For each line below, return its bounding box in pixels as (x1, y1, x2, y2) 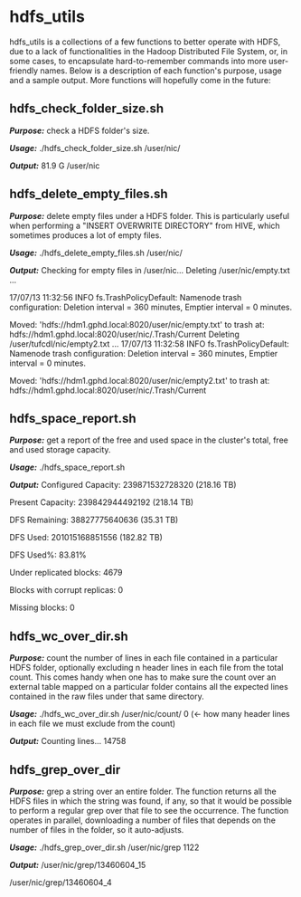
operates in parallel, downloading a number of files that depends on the (9, 815, 276, 825)
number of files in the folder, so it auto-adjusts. (9, 825, 184, 835)
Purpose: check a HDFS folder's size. (9, 125, 150, 136)
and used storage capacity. (9, 444, 111, 455)
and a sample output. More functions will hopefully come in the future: (9, 74, 271, 85)
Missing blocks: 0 (9, 602, 75, 613)
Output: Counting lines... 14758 (9, 736, 127, 747)
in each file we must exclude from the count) (9, 718, 176, 730)
